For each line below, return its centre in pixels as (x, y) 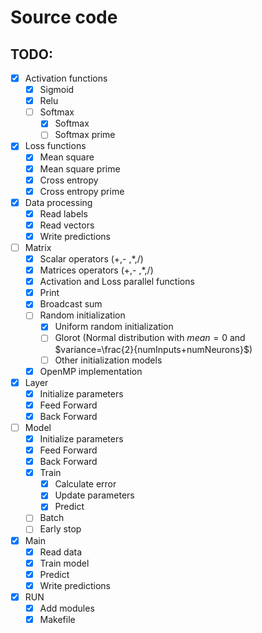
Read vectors (67, 225)
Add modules (67, 608)
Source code (64, 17)
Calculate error (85, 484)
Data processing (58, 202)
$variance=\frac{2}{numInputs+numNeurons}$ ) (153, 349)
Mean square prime (80, 168)
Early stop (60, 529)
